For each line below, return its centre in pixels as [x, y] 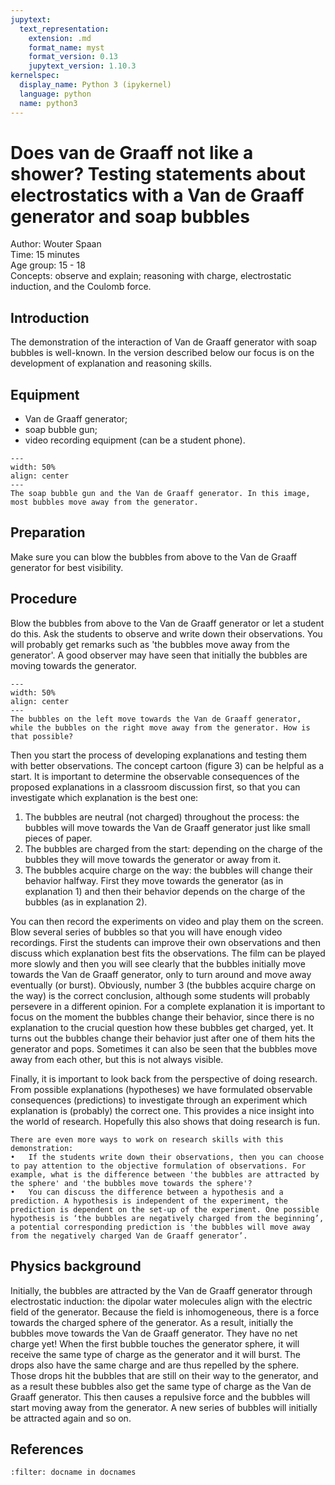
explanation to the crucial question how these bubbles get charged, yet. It [162, 1027]
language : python [55, 94]
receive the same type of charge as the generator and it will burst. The [155, 1354]
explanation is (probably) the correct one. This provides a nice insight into [162, 1110]
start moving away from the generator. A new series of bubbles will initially [164, 1407]
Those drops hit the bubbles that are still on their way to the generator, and [164, 1375]
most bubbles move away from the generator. [104, 502]
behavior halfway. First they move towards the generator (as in [154, 880]
